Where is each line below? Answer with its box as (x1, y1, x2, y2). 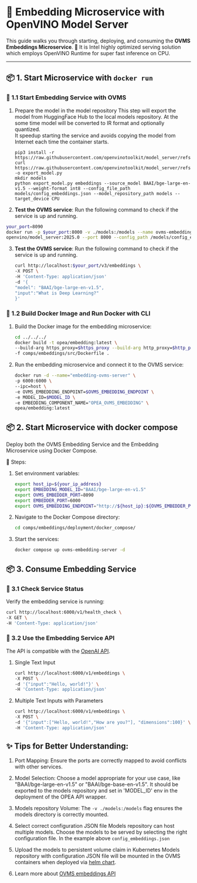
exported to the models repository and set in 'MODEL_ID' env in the (14, 787, 178, 794)
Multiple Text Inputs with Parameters (14, 697, 104, 704)
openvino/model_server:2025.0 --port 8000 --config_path (6, 234, 148, 240)
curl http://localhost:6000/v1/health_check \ (6, 609, 122, 615)
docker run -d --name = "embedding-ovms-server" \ (14, 372, 136, 378)
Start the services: (14, 536, 60, 543)
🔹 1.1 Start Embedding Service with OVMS (6, 93, 127, 102)
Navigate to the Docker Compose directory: (14, 513, 120, 521)
